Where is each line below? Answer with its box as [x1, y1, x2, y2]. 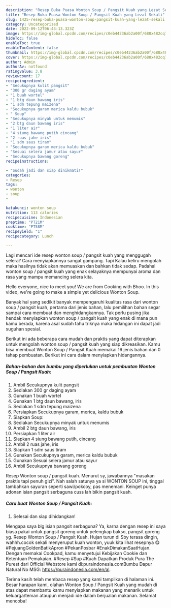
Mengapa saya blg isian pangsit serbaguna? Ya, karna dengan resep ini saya [6, 523, 166, 529]
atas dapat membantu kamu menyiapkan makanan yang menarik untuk [6, 587, 154, 593]
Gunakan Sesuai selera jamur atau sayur [13, 457, 98, 463]
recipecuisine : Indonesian [6, 215, 63, 220]
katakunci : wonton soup [6, 205, 56, 210]
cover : [6, 54, 20, 60]
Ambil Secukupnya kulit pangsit [13, 382, 79, 388]
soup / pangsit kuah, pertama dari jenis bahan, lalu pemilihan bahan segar [6, 304, 160, 310]
